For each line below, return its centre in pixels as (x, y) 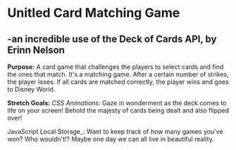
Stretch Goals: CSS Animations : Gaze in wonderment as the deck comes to (117, 103)
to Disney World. (31, 89)
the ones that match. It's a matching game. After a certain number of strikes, (118, 74)
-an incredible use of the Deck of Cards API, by (112, 39)
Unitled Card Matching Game (94, 13)
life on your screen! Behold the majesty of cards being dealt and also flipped (118, 110)
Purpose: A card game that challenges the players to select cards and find (116, 67)
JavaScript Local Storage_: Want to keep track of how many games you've (115, 131)
